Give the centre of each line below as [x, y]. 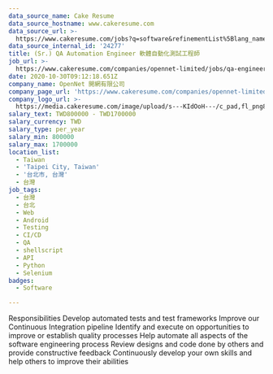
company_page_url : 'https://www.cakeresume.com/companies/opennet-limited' [139, 91]
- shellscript [39, 250]
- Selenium [34, 273]
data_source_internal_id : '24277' [67, 46]
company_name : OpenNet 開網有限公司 [67, 84]
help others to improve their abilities [68, 362]
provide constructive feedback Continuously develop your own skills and [130, 353]
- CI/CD [29, 235]
